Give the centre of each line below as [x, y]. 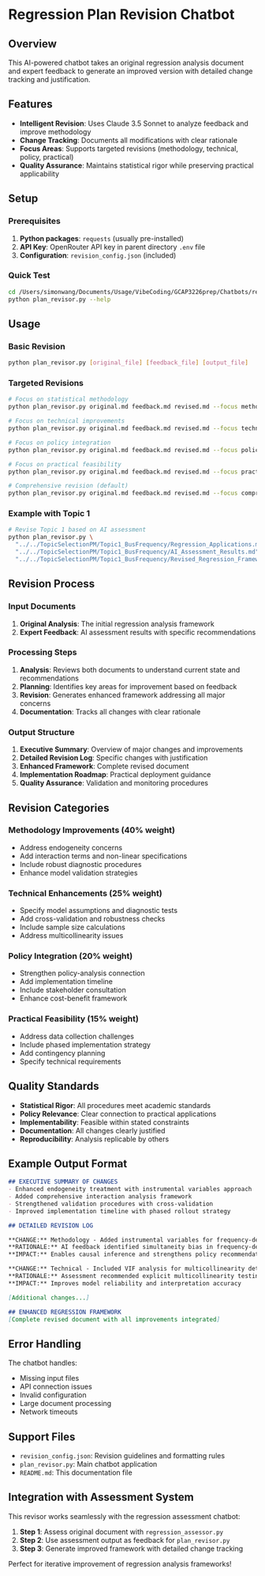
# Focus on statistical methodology [68, 400]
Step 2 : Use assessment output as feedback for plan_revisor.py [125, 1540]
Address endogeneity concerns [71, 847]
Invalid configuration [53, 1395]
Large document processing [65, 1404]
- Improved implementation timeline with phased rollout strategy [119, 1211]
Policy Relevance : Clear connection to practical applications [118, 1114]
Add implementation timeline [66, 982]
